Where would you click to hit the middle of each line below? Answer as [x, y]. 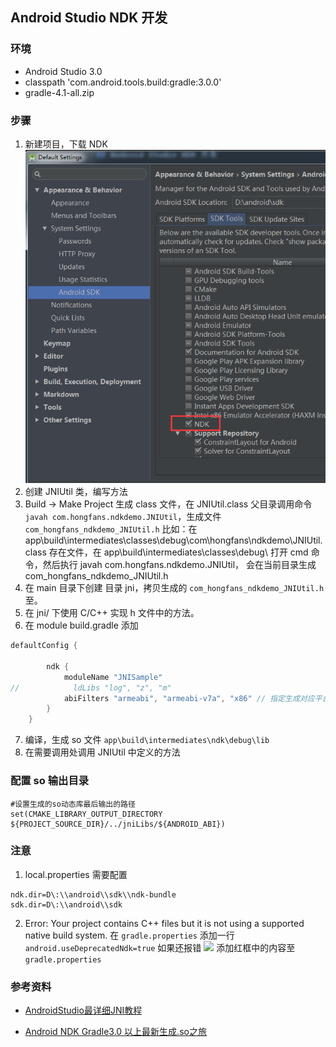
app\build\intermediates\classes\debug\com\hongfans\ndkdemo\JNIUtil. [173, 540]
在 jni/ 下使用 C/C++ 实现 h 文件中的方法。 [112, 613]
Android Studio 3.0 [63, 71]
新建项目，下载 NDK [66, 144]
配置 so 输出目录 [50, 781]
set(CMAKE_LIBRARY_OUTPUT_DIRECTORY [86, 814]
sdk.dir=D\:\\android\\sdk [66, 904]
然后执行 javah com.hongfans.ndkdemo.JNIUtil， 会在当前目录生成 [179, 565]
